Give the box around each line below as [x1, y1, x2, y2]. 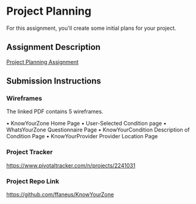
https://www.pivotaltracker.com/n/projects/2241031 [6, 161, 136, 169]
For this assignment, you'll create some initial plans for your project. [6, 24, 177, 32]
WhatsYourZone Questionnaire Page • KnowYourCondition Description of [6, 126, 190, 133]
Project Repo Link [6, 177, 60, 185]
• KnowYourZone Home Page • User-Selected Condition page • [6, 120, 167, 127]
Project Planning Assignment [6, 58, 79, 65]
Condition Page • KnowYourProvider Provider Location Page [6, 133, 158, 140]
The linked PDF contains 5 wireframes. [6, 108, 103, 115]
